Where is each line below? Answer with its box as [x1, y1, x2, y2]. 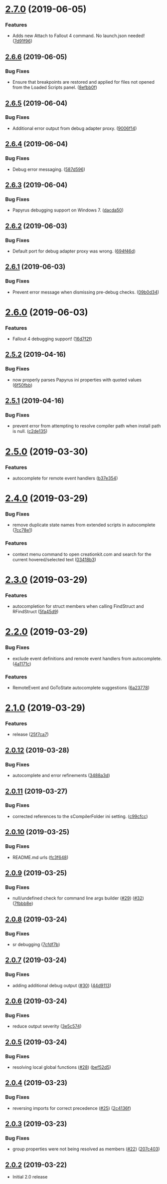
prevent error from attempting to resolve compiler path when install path [12, 423, 161, 429]
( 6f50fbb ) [12, 382, 33, 388]
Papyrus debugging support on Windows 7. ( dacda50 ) [12, 207, 124, 213]
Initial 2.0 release [12, 1174, 48, 1180]
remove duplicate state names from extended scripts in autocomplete [12, 522, 156, 528]
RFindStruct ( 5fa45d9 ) [12, 609, 59, 615]
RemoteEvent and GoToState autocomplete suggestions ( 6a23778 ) [12, 685, 150, 690]
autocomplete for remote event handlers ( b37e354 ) [12, 475, 118, 481]
